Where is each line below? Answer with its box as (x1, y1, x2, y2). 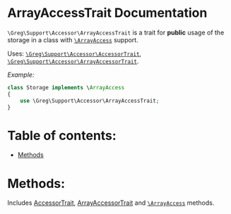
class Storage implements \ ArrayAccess (7, 84, 125, 91)
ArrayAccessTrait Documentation (7, 5, 208, 21)
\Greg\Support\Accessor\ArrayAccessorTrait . (7, 56, 139, 65)
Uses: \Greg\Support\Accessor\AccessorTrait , (7, 49, 142, 58)
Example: (7, 70, 35, 79)
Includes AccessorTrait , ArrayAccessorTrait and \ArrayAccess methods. (7, 199, 215, 207)
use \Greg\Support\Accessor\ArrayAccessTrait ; (20, 97, 160, 104)
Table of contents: (7, 127, 117, 144)
